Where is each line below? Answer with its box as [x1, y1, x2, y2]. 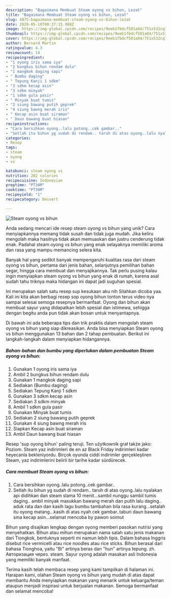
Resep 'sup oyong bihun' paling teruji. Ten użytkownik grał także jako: [6, 440, 152, 447]
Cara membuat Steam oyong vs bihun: [6, 469, 89, 475]
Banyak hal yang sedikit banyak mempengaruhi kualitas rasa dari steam [6, 256, 155, 263]
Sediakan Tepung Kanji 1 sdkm [13, 387, 78, 394]
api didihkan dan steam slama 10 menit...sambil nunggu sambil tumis [13, 492, 157, 499]
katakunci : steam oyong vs [6, 168, 63, 173]
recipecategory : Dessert [6, 197, 58, 202]
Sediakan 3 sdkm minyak [13, 398, 66, 404]
